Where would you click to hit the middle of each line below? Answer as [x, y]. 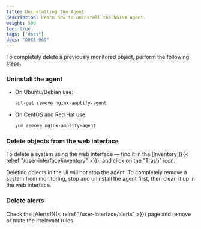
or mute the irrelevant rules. [40, 220]
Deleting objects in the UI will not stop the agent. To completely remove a [97, 172]
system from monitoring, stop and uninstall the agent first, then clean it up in [100, 179]
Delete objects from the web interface [62, 141]
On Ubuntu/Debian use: [44, 92]
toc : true [19, 29]
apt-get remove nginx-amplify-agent [61, 103]
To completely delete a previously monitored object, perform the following [98, 57]
